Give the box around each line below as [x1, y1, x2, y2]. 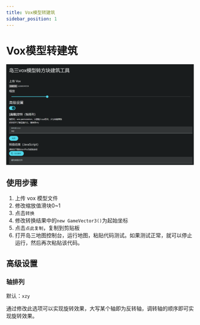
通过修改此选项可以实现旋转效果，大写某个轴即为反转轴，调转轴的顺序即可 [6, 305, 189, 312]
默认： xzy [6, 292, 30, 299]
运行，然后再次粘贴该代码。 [14, 239, 83, 247]
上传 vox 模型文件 [14, 195, 58, 202]
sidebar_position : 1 [6, 15, 58, 22]
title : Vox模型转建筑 [6, 10, 55, 15]
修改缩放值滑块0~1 [14, 202, 61, 209]
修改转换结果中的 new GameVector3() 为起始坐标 [14, 217, 129, 224]
